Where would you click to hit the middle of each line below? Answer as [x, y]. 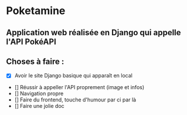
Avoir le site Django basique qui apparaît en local [74, 76]
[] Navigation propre [39, 94]
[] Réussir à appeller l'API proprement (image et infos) [79, 87]
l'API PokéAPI [31, 41]
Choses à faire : [35, 61]
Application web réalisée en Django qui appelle [93, 33]
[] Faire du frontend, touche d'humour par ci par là [75, 100]
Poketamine [36, 11]
